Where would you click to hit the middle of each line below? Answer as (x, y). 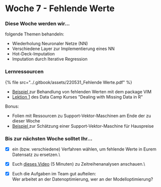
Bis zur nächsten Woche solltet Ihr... (49, 138)
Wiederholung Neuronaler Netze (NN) (50, 44)
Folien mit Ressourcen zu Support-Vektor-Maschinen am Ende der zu (81, 116)
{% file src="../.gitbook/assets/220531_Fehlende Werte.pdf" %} (69, 82)
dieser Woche (26, 121)
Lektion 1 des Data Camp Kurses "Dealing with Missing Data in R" (78, 97)
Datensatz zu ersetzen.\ (36, 155)
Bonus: (12, 106)
